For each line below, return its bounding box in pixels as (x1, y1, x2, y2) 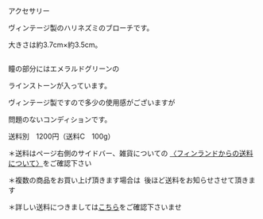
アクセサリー (8, 6, 50, 15)
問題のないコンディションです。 (8, 115, 112, 124)
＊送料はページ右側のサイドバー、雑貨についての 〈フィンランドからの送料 (8, 149, 253, 158)
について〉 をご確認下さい (8, 158, 92, 168)
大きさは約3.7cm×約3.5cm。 (8, 40, 102, 49)
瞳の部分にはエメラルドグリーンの (8, 64, 120, 73)
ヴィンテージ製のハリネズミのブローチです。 (8, 23, 154, 33)
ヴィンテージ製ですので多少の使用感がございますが (8, 98, 176, 107)
